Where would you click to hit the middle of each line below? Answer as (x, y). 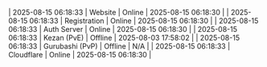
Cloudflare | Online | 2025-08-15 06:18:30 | (80, 55)
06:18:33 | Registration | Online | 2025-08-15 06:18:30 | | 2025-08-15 (144, 21)
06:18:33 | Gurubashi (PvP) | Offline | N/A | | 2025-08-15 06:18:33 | (119, 46)
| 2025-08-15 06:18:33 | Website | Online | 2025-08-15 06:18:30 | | (119, 12)
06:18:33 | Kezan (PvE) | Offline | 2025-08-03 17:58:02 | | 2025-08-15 (124, 37)
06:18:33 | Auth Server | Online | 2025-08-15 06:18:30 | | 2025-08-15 (123, 29)
